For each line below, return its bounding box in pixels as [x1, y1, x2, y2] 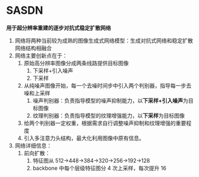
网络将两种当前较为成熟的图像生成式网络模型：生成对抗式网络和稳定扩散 [14, 37, 193, 44]
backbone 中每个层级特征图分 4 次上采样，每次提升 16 [32, 164, 167, 172]
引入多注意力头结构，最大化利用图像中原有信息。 [23, 134, 145, 142]
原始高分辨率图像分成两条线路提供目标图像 [23, 59, 129, 67]
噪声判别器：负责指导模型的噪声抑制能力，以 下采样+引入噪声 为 [32, 97, 188, 104]
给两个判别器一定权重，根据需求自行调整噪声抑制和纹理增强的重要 [23, 119, 186, 127]
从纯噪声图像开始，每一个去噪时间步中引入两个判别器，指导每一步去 [23, 82, 192, 89]
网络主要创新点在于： [14, 52, 68, 59]
